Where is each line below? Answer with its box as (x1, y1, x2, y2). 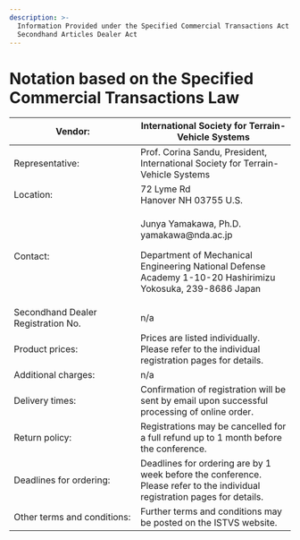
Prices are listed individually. (140, 332, 261, 345)
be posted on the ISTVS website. (140, 517, 278, 529)
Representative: (13, 158, 80, 170)
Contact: (13, 250, 50, 262)
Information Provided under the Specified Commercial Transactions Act (17, 21, 290, 30)
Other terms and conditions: (13, 511, 131, 524)
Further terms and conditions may (140, 505, 283, 518)
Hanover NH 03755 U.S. (140, 194, 244, 207)
